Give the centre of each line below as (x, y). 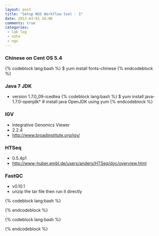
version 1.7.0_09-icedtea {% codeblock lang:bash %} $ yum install (78, 97)
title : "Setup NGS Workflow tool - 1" (44, 14)
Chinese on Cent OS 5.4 (34, 58)
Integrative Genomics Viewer (41, 125)
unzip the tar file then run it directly (47, 192)
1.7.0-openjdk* (26, 102)
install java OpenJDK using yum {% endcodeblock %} (99, 102)
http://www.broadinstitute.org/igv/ (46, 135)
